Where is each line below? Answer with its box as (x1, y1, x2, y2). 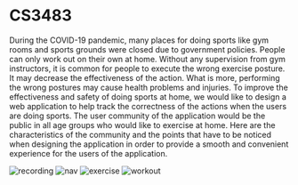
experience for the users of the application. (9, 148, 168, 158)
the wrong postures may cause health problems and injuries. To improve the (9, 82, 289, 92)
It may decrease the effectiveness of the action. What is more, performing (9, 72, 280, 83)
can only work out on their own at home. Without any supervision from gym (9, 53, 286, 64)
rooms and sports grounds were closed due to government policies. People (9, 44, 286, 54)
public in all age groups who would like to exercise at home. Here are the (9, 119, 276, 130)
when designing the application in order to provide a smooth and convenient (9, 139, 289, 149)
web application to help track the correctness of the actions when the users (9, 101, 287, 111)
